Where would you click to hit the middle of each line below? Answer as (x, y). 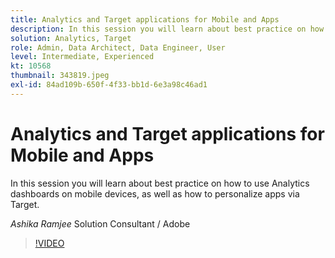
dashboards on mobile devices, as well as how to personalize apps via (155, 193)
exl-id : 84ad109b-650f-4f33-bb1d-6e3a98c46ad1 (109, 85)
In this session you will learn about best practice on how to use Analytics (160, 183)
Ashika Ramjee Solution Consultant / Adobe (100, 223)
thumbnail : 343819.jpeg (60, 76)
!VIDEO (49, 243)
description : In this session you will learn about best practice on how (167, 29)
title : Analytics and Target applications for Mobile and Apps (145, 19)
